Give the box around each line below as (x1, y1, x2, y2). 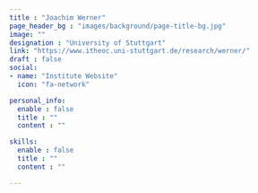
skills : (9, 137, 39, 146)
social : (9, 64, 39, 73)
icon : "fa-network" (17, 80, 90, 89)
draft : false (9, 55, 63, 64)
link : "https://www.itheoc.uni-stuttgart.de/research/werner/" (9, 47, 251, 56)
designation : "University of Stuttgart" (9, 38, 167, 48)
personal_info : (9, 96, 66, 105)
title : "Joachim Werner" (9, 13, 106, 22)
